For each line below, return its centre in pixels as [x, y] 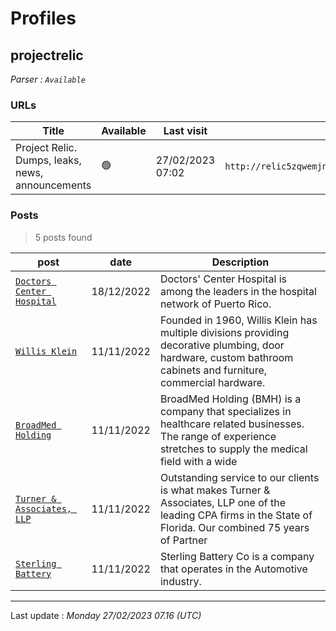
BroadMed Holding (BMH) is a [230, 399]
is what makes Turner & [215, 490]
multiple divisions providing [224, 332]
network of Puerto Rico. [215, 304]
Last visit [185, 131]
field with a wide [198, 461]
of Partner [183, 540]
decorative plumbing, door [222, 345]
